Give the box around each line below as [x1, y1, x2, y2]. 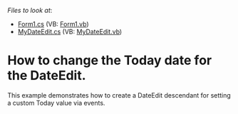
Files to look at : [7, 6, 53, 14]
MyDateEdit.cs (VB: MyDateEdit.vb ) [17, 28, 123, 36]
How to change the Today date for [7, 53, 212, 68]
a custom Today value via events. [7, 98, 105, 107]
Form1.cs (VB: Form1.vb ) [17, 20, 89, 28]
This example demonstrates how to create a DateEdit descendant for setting [7, 90, 232, 99]
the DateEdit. [7, 68, 87, 84]
